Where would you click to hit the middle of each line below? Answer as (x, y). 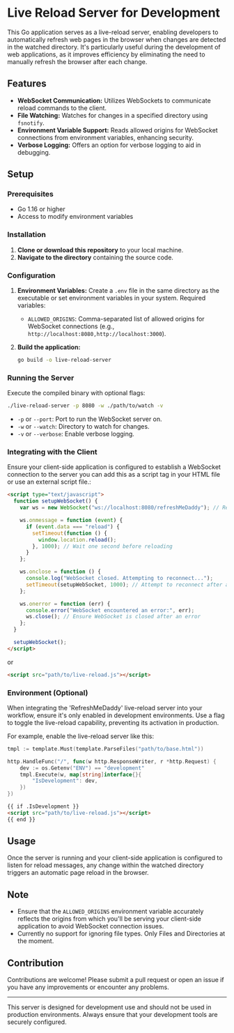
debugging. (34, 152)
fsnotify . (31, 123)
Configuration (31, 275)
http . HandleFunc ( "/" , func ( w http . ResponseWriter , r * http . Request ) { (112, 761)
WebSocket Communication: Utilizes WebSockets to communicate (114, 100)
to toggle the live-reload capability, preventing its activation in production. (113, 722)
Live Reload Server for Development (114, 13)
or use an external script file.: (49, 482)
